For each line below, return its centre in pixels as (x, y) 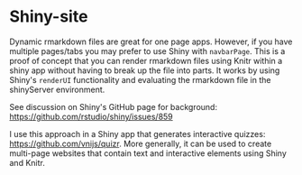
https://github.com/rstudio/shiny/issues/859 (91, 116)
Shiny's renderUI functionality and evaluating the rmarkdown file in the (140, 79)
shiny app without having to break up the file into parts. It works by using (145, 70)
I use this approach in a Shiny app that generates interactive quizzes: (137, 134)
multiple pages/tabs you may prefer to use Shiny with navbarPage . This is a (147, 51)
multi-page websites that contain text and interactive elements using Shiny (148, 153)
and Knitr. (27, 162)
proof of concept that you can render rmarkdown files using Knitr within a (146, 60)
